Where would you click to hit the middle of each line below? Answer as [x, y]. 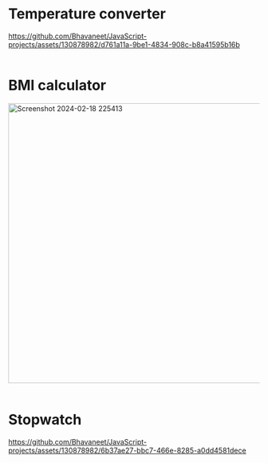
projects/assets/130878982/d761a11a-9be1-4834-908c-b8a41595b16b [124, 44]
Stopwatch [45, 420]
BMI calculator [57, 86]
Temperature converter [87, 14]
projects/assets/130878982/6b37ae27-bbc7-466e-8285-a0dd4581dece [127, 450]
